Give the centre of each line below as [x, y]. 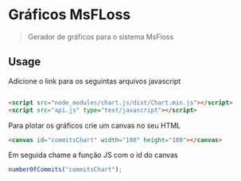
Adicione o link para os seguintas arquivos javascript [95, 81]
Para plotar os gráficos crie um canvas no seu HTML [95, 125]
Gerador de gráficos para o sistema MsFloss [101, 37]
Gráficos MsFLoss [70, 15]
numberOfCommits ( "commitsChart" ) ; [66, 170]
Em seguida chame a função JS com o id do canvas [93, 155]
